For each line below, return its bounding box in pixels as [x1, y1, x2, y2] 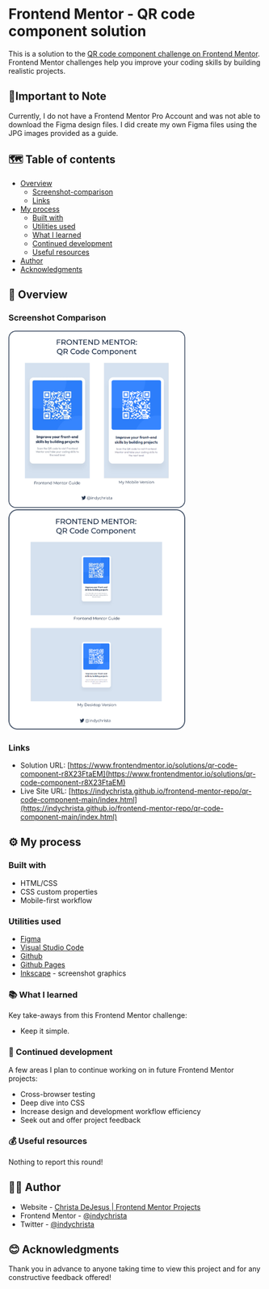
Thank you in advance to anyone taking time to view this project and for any [8, 1264, 261, 1274]
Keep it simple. [19, 1026, 70, 1036]
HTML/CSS [19, 878, 58, 887]
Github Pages [19, 959, 66, 969]
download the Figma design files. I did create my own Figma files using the [8, 119, 258, 130]
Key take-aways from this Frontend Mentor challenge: [8, 1010, 187, 1020]
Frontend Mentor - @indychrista [19, 1210, 128, 1220]
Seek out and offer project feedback [19, 1115, 141, 1125]
